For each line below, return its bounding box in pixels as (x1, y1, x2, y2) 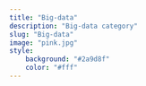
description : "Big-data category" (9, 21, 139, 30)
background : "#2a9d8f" (25, 55, 110, 64)
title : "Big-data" (9, 13, 78, 22)
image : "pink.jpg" (9, 38, 78, 47)
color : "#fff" (25, 64, 78, 73)
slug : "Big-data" (9, 30, 74, 39)
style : (9, 47, 34, 56)
